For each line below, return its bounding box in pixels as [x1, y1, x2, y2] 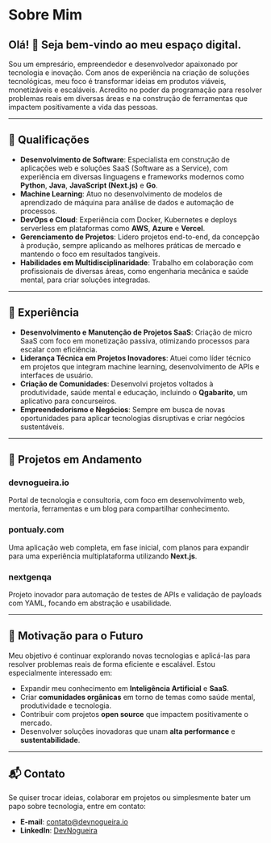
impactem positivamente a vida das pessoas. [8, 103, 159, 112]
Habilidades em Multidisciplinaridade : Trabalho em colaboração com [19, 257, 254, 268]
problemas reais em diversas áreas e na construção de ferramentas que [8, 94, 248, 103]
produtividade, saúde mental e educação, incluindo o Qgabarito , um [19, 387, 248, 397]
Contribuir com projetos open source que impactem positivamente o [19, 709, 248, 719]
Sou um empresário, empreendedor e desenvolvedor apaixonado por [8, 59, 238, 69]
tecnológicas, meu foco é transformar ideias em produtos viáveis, [8, 77, 227, 86]
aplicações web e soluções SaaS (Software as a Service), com [19, 163, 228, 173]
